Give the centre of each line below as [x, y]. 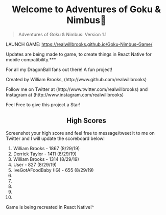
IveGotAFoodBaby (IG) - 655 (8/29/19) [53, 170]
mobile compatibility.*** [31, 59]
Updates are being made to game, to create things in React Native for [79, 54]
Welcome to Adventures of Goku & [86, 9]
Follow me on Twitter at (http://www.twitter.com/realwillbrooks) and [77, 89]
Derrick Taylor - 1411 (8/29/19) [45, 154]
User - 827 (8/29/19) [35, 164]
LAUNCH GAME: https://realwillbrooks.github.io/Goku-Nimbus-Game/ [79, 44]
